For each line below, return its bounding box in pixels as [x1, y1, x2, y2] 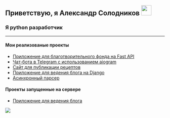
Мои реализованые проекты [5, 42, 69, 48]
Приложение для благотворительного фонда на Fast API [12, 53, 135, 59]
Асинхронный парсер [12, 74, 60, 81]
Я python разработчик [5, 24, 63, 31]
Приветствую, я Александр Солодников [5, 9, 140, 18]
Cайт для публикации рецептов [12, 64, 81, 70]
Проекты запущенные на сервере [5, 87, 81, 93]
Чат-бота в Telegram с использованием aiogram [12, 59, 117, 65]
